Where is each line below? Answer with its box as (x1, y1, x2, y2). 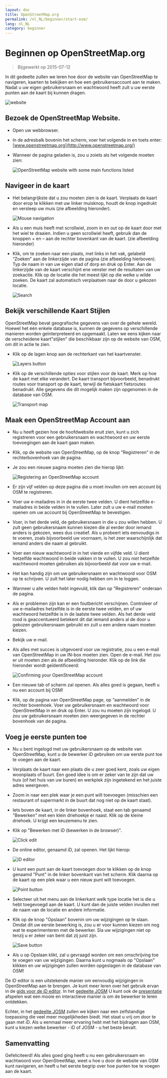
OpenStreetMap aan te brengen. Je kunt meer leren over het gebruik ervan (5, 983, 159, 989)
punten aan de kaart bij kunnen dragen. (5, 90, 86, 96)
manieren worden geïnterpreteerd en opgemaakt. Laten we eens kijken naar (5, 330, 161, 336)
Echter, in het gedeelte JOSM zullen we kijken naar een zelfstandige (5, 1008, 145, 1014)
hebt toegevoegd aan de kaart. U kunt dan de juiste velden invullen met (12, 902, 160, 908)
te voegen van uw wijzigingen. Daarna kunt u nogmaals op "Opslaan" (12, 957, 155, 963)
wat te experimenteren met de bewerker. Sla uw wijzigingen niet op (12, 927, 151, 933)
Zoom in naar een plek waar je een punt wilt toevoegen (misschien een (12, 792, 158, 798)
